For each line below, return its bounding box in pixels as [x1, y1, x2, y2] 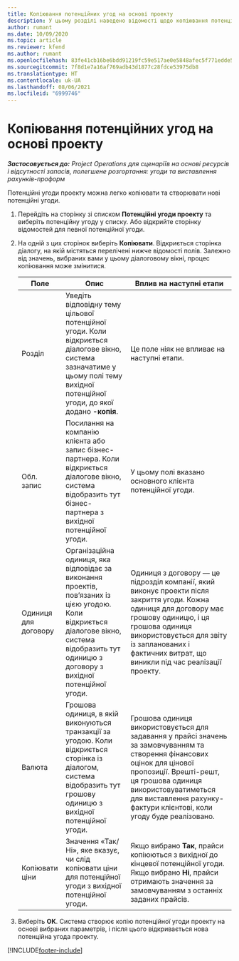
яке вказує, [80, 845, 119, 855]
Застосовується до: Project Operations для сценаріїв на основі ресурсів [7, 160, 230, 168]
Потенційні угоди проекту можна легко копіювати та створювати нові [7, 188, 221, 197]
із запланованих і [130, 639, 191, 649]
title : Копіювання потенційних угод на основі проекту [7, 10, 174, 18]
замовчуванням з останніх [130, 885, 223, 895]
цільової [65, 308, 95, 318]
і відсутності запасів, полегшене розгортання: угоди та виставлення [7, 167, 217, 176]
